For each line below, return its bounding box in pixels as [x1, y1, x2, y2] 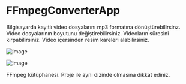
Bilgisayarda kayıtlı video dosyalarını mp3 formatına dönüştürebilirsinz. [6, 23, 181, 31]
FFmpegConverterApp [6, 4, 120, 17]
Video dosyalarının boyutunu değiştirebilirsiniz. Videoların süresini [6, 29, 169, 37]
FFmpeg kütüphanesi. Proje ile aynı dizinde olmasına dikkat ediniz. [6, 71, 170, 78]
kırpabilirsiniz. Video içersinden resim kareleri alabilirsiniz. [6, 36, 149, 43]
